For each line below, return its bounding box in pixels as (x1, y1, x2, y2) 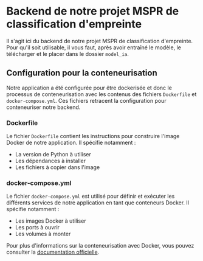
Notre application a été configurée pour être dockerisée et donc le (6, 84, 172, 91)
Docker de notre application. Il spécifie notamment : (6, 139, 136, 147)
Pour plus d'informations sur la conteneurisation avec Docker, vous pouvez (6, 242, 194, 249)
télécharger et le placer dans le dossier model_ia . (6, 50, 129, 57)
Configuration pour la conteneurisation (6, 68, 157, 78)
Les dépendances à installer (15, 157, 86, 165)
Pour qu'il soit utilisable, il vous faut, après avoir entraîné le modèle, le (6, 44, 181, 51)
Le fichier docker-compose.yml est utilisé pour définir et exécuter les (6, 193, 175, 200)
